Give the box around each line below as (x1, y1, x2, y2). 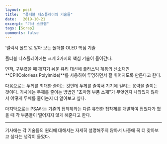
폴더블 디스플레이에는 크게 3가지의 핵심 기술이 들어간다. (5, 55, 113, 61)
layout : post (5, 7, 32, 12)
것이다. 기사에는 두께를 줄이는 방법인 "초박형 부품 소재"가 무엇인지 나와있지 (5, 89, 150, 95)
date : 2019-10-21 (5, 16, 46, 21)
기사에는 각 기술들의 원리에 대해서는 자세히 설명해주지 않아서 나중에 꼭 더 (5, 128, 146, 133)
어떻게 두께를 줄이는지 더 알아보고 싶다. (10, 95, 86, 101)
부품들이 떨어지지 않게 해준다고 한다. (20, 112, 91, 118)
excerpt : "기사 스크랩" (5, 21, 49, 26)
